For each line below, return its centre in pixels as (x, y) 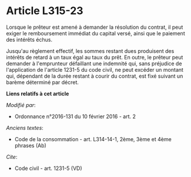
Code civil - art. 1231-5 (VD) (48, 168)
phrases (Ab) (31, 145)
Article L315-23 (45, 11)
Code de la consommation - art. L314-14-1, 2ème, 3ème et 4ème (93, 139)
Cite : (12, 156)
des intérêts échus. (29, 39)
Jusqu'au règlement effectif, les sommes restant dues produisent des (90, 51)
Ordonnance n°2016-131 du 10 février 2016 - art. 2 (75, 116)
